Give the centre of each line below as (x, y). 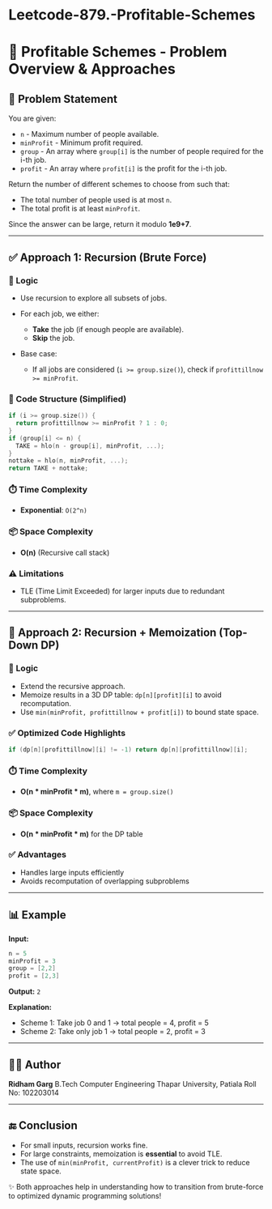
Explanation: (30, 1007)
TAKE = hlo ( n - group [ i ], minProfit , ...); (90, 446)
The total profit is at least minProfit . (80, 209)
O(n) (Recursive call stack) (65, 552)
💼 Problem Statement (63, 99)
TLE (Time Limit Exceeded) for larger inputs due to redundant (122, 591)
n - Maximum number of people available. (89, 134)
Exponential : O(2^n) (53, 510)
